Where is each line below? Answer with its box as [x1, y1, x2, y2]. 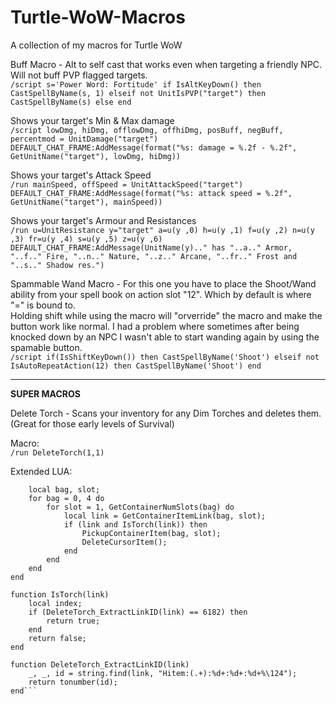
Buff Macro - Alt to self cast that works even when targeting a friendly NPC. [10, 58, 323, 70]
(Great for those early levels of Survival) [10, 417, 175, 430]
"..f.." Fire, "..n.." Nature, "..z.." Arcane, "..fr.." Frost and [10, 251, 298, 261]
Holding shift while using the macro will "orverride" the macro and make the [10, 309, 323, 321]
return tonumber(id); [28, 677, 118, 687]
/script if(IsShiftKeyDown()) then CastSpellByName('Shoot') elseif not [10, 352, 320, 362]
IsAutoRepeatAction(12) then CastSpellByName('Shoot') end [10, 361, 262, 371]
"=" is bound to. [10, 299, 76, 311]
